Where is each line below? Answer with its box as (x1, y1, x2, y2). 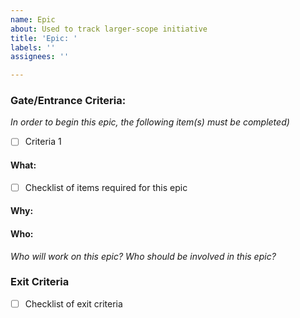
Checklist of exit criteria (24, 297, 123, 310)
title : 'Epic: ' (10, 33, 78, 43)
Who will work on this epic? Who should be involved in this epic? (10, 250, 277, 262)
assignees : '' (10, 52, 70, 62)
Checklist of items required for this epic (24, 181, 188, 193)
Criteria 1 (24, 136, 62, 148)
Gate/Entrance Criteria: (10, 94, 127, 108)
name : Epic (10, 14, 56, 25)
